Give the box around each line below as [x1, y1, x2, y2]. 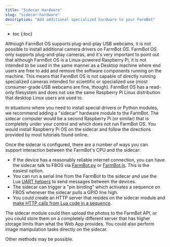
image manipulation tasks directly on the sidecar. [5, 226, 108, 232]
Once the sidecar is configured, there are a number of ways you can [5, 142, 148, 148]
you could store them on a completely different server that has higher [5, 215, 151, 222]
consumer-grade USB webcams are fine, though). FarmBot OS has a [5, 84, 149, 90]
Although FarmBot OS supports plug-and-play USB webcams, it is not [5, 41, 151, 47]
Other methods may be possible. [5, 236, 74, 242]
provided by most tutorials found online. [5, 132, 89, 138]
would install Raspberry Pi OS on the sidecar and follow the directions [5, 126, 151, 132]
